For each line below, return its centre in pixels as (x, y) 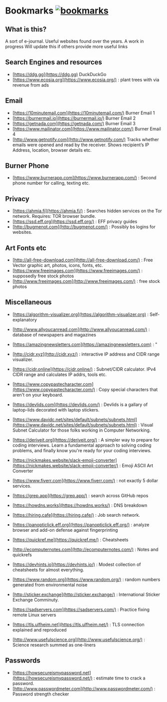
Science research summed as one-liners (54, 645)
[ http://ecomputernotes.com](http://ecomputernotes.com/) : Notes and (85, 549)
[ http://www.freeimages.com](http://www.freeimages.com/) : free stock (86, 281)
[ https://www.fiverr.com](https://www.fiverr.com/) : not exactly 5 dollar (85, 480)
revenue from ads (30, 85)
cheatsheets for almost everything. (48, 570)
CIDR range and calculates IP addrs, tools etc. (60, 374)
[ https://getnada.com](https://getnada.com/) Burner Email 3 (74, 123)
